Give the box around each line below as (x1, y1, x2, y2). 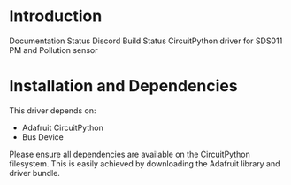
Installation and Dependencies (9, 76, 238, 96)
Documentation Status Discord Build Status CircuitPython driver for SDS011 (9, 35, 283, 46)
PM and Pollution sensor (9, 44, 98, 55)
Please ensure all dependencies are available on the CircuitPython (9, 149, 250, 159)
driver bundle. (9, 167, 60, 178)
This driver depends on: (9, 104, 96, 116)
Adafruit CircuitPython (21, 122, 103, 133)
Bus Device (21, 131, 64, 143)
